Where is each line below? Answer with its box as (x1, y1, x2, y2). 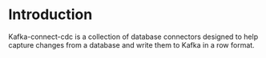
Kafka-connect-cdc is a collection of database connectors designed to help (8, 32, 259, 41)
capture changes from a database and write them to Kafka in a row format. (8, 40, 255, 49)
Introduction (8, 6, 93, 24)
